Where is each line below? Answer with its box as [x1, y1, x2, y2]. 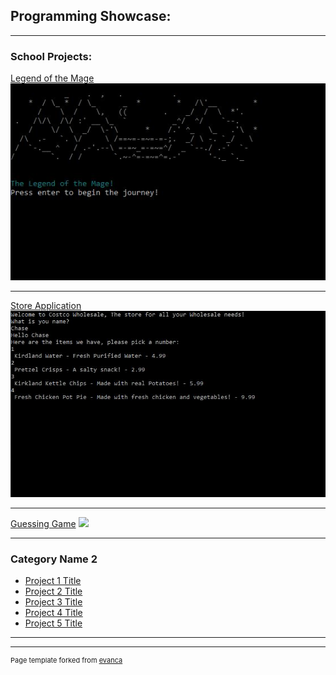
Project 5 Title [24, 617, 83, 629]
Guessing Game [10, 518, 77, 530]
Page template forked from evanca [10, 655, 123, 666]
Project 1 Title [24, 575, 82, 587]
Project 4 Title [24, 607, 83, 619]
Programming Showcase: [10, 8, 172, 25]
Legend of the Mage [10, 72, 95, 84]
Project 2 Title [24, 585, 83, 598]
